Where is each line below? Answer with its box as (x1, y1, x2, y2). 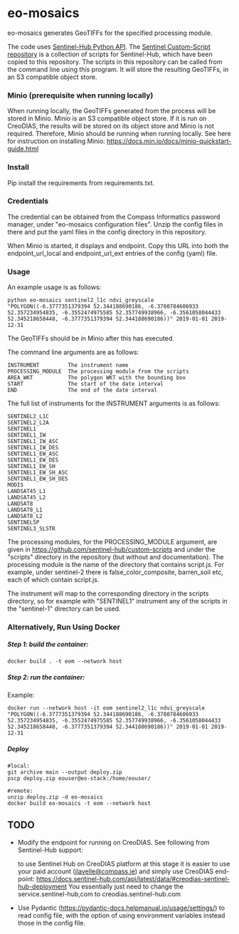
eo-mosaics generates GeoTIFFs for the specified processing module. (7, 28, 213, 37)
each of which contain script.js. (7, 576, 100, 584)
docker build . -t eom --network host (7, 658, 122, 665)
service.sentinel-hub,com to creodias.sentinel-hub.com (17, 889, 181, 898)
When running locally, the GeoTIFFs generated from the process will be (7, 107, 216, 115)
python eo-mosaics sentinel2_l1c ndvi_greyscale (7, 297, 154, 304)
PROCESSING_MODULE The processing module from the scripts (7, 368, 190, 375)
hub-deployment (17, 882, 68, 891)
